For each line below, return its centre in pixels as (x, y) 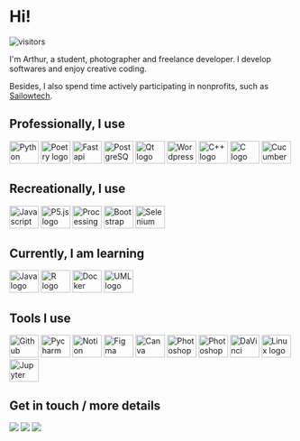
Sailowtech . (31, 96)
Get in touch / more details (85, 405)
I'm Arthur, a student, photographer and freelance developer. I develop (141, 59)
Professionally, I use (68, 124)
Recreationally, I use (68, 189)
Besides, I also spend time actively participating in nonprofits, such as (139, 86)
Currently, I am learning (77, 253)
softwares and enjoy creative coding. (78, 69)
